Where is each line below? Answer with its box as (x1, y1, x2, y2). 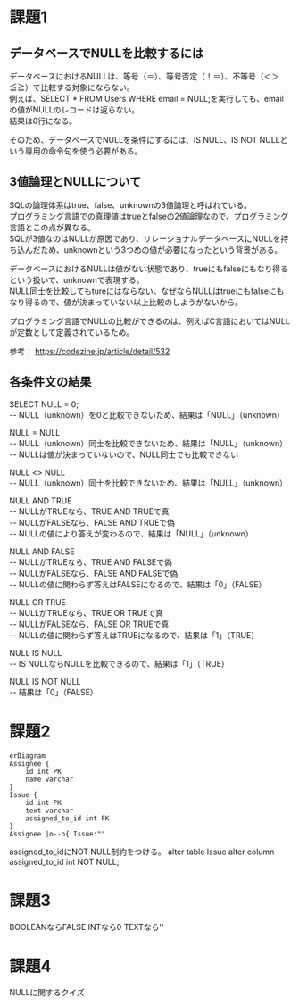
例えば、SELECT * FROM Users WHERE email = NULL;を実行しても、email (9, 94, 284, 104)
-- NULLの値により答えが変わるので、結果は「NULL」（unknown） (9, 528, 253, 539)
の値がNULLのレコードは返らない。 (9, 104, 140, 115)
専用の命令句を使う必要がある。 (24, 145, 143, 156)
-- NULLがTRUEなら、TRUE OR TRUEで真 (9, 607, 163, 618)
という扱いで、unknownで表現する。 (9, 274, 145, 285)
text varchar (25, 806, 74, 815)
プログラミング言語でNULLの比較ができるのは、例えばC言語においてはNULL (9, 315, 290, 326)
